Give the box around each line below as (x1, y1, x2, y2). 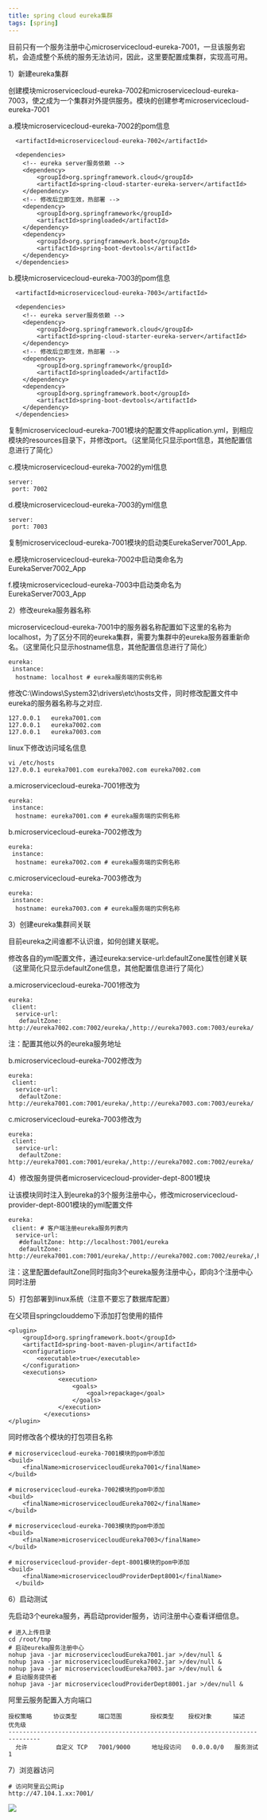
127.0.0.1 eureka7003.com (8, 728, 102, 736)
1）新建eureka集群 (8, 68, 69, 78)
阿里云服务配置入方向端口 (8, 1695, 92, 1705)
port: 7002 (11, 484, 48, 493)
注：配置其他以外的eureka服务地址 (8, 1039, 122, 1048)
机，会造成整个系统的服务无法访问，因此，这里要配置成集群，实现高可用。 (8, 52, 252, 61)
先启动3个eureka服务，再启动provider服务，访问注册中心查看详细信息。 (8, 1611, 244, 1620)
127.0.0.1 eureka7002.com (8, 721, 102, 729)
